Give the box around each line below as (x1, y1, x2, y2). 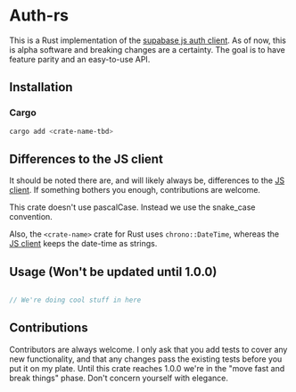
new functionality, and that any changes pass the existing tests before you (9, 354, 283, 364)
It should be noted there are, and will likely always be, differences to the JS (9, 175, 285, 186)
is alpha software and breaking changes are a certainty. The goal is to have (9, 44, 285, 54)
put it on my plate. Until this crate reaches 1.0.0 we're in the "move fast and (9, 363, 285, 373)
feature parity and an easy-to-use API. (9, 54, 151, 64)
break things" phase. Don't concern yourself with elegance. (9, 372, 229, 383)
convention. (9, 212, 53, 222)
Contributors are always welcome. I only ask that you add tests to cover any (9, 344, 288, 354)
